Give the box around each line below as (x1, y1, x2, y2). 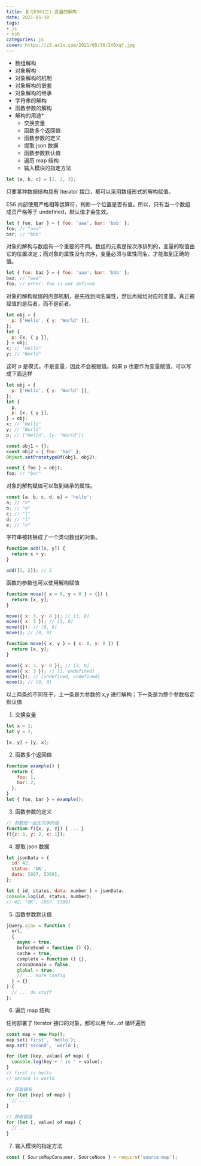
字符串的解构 (14, 97, 47, 104)
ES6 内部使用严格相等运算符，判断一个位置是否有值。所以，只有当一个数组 (6, 200, 191, 207)
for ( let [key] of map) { (6, 1092, 71, 1098)
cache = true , (17, 950, 52, 956)
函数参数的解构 (14, 104, 52, 112)
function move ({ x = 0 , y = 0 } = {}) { (6, 591, 109, 597)
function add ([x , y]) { (6, 546, 66, 552)
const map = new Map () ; (6, 1031, 66, 1037)
